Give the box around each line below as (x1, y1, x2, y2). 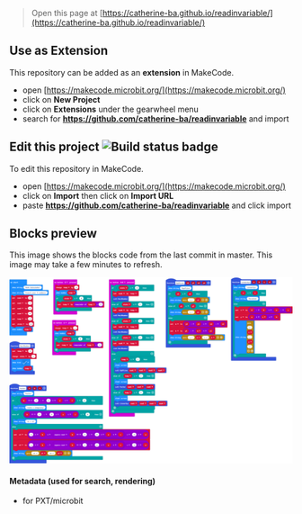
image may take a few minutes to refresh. (9, 259, 163, 270)
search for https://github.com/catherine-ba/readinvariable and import (22, 113, 289, 124)
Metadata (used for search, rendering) (9, 475, 155, 486)
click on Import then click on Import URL (22, 190, 174, 201)
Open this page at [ (31, 8, 103, 18)
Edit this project (9, 140, 100, 155)
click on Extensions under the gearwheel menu (22, 104, 200, 114)
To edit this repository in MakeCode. (9, 163, 144, 174)
